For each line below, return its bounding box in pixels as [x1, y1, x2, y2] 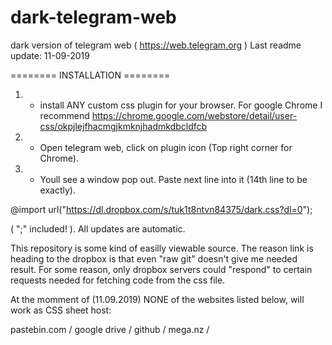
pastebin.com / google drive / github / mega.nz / [10, 323, 210, 335]
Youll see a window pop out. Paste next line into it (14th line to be [39, 173, 308, 185]
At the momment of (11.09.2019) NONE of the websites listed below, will [10, 293, 305, 305]
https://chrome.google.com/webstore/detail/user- [91, 109, 298, 121]
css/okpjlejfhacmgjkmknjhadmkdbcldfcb [39, 120, 208, 132]
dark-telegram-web [10, 6, 177, 29]
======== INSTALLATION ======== [10, 69, 171, 81]
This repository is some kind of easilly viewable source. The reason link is [10, 242, 314, 254]
